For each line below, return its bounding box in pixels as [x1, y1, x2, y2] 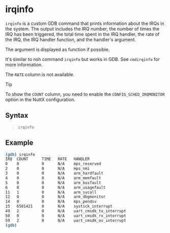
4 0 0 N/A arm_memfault [5, 175, 101, 181]
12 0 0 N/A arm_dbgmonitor [5, 194, 106, 199]
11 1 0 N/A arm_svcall [5, 189, 97, 195]
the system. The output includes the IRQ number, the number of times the [5, 25, 160, 31]
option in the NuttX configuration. [5, 96, 75, 103]
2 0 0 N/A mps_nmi [5, 166, 90, 171]
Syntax [5, 111, 29, 120]
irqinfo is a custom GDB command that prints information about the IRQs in [5, 20, 164, 26]
